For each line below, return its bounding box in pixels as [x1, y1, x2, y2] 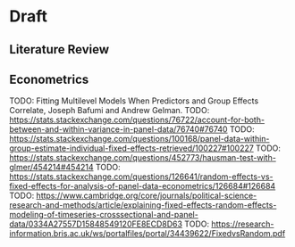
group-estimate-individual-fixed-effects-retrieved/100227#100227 [9, 143, 255, 153]
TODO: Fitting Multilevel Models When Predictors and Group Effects [9, 95, 259, 106]
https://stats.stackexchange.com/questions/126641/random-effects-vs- [9, 171, 274, 182]
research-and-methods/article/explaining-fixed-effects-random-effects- [9, 200, 277, 210]
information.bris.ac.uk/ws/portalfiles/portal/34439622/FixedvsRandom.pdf [9, 228, 286, 239]
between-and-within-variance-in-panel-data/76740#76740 [9, 124, 228, 135]
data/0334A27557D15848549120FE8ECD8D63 [9, 218, 183, 229]
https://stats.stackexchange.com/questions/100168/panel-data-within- [9, 134, 270, 144]
